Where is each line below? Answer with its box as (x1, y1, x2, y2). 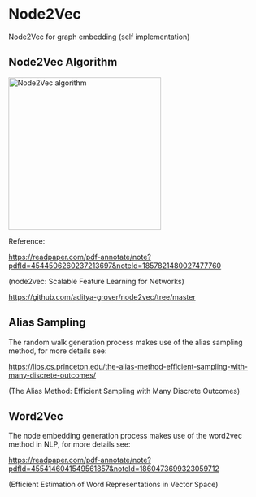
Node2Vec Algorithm (8, 55, 118, 69)
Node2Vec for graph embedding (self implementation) (8, 32, 190, 41)
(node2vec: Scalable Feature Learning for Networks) (8, 276, 185, 286)
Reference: (8, 236, 46, 246)
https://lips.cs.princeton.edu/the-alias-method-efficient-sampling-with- (8, 361, 248, 371)
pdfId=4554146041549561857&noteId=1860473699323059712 (8, 464, 219, 473)
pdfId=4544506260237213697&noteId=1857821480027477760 (8, 261, 222, 270)
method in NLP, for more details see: (8, 439, 131, 449)
